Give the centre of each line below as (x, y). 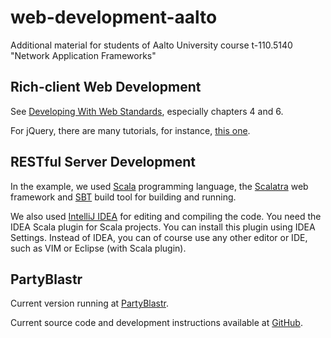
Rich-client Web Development (106, 87)
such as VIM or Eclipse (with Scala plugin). (98, 248)
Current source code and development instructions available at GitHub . (156, 323)
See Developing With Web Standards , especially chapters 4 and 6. (147, 111)
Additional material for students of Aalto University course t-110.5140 (151, 45)
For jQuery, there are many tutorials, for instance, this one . (130, 130)
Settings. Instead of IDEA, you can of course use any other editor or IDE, (159, 237)
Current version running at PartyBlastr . (89, 303)
